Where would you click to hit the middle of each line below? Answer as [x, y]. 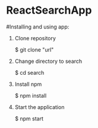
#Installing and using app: [38, 27]
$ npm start [29, 119]
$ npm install [31, 95]
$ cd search [29, 72]
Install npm [28, 84]
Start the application [39, 107]
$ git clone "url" [34, 49]
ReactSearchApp [49, 10]
